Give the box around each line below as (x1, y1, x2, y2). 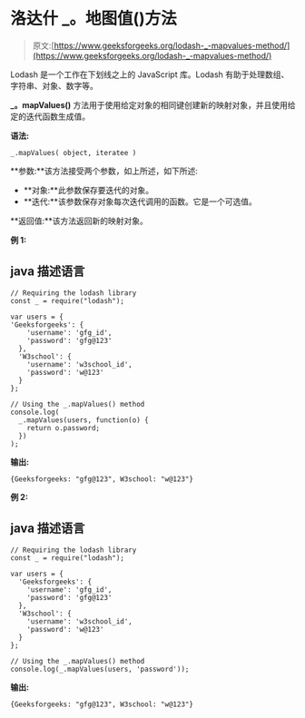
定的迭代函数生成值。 (10, 111, 90, 122)
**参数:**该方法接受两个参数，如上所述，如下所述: (10, 165, 199, 176)
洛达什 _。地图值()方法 (10, 8, 178, 29)
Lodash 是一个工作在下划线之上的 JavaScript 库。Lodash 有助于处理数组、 (10, 69, 290, 80)
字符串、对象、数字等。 (10, 80, 98, 91)
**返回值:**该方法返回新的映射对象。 (10, 215, 149, 226)
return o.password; (26, 423, 101, 432)
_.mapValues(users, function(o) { (18, 415, 149, 425)
